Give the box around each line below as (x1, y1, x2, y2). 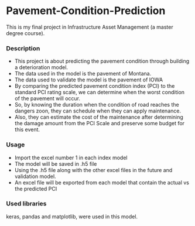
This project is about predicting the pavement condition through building (14, 57, 190, 65)
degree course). (6, 29, 45, 36)
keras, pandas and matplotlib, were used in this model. (6, 213, 138, 220)
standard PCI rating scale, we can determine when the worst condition (14, 89, 185, 96)
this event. (14, 126, 40, 133)
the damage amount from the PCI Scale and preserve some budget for (14, 120, 185, 127)
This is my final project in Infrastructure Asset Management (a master (6, 23, 174, 30)
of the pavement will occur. (14, 95, 81, 102)
